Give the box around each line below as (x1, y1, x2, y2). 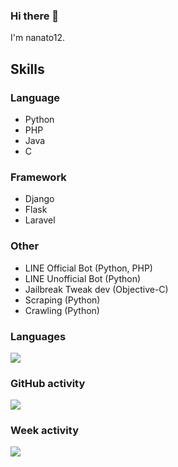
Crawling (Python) (24, 304, 100, 316)
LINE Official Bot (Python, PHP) (24, 262, 153, 274)
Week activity (10, 424, 80, 438)
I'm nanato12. (10, 32, 66, 44)
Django (24, 193, 55, 205)
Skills (10, 60, 45, 78)
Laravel (24, 214, 56, 226)
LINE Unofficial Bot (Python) (24, 272, 142, 284)
